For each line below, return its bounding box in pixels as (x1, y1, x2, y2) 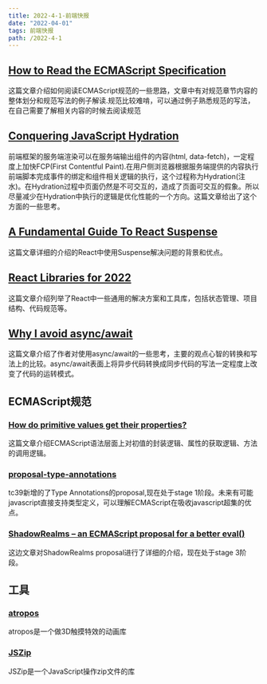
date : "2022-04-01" (8, 19, 73, 27)
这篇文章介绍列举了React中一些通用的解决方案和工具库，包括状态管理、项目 (8, 293, 257, 303)
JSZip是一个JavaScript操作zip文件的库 (8, 666, 135, 676)
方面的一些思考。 (8, 201, 65, 211)
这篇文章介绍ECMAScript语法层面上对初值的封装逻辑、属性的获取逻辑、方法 (8, 439, 257, 447)
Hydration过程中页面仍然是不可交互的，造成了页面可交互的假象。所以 (31, 181, 260, 191)
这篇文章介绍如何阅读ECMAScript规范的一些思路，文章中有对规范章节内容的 (8, 85, 257, 96)
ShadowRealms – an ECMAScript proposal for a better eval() (8, 528, 245, 539)
